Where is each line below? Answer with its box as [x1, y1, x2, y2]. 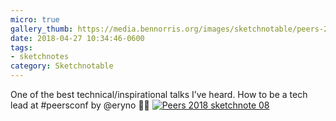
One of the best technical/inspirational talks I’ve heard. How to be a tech [10, 89, 308, 100]
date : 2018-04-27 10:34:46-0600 [10, 33, 145, 43]
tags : [10, 42, 33, 53]
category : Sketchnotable [10, 61, 114, 71]
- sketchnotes [10, 52, 70, 62]
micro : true [10, 14, 60, 25]
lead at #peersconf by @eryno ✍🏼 [10, 99, 150, 111]
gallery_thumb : [10, 24, 74, 34]
